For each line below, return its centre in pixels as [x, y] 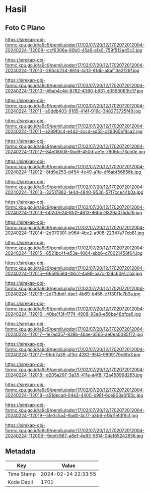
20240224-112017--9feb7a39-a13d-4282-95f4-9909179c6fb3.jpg [73, 355]
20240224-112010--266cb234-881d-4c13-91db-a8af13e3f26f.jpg [73, 70]
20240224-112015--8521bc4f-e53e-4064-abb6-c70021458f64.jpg [74, 253]
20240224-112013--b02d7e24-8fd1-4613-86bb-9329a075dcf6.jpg [74, 213]
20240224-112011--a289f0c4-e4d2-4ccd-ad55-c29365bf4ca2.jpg [74, 131]
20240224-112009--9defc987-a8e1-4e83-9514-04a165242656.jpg [74, 436]
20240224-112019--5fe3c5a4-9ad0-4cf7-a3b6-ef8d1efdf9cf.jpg [72, 415]
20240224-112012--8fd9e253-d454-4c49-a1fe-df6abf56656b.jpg [73, 172]
